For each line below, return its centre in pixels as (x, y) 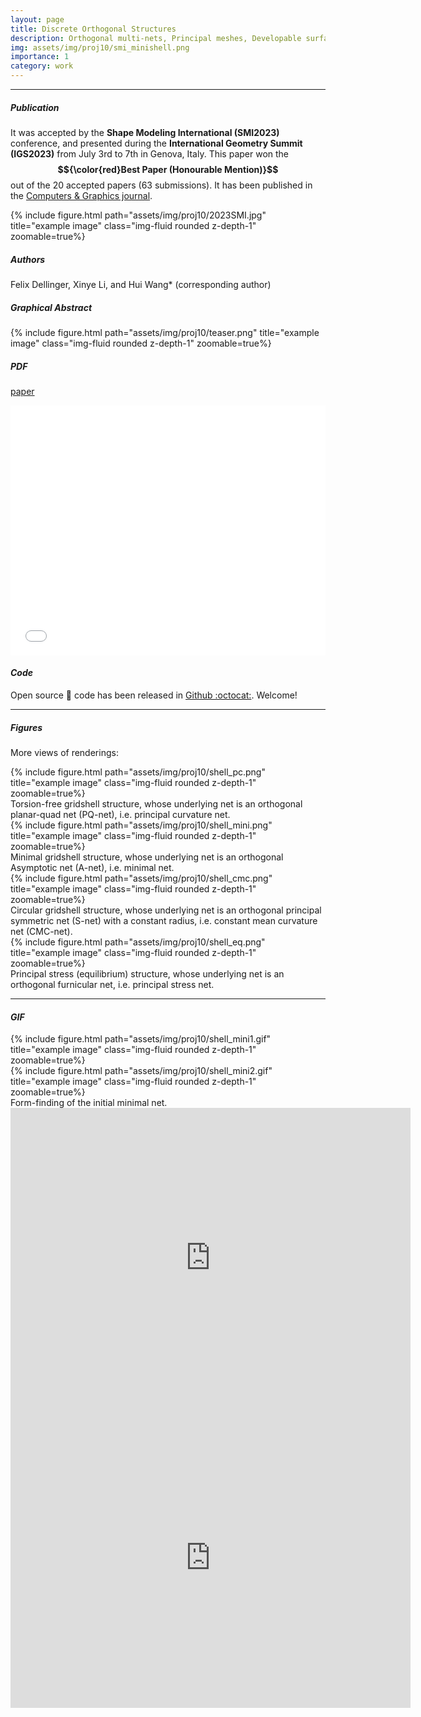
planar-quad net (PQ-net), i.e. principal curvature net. (120, 815)
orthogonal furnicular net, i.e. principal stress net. (112, 985)
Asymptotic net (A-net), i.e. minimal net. (92, 868)
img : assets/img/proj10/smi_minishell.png (100, 47)
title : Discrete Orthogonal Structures (93, 29)
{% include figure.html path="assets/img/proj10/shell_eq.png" (138, 942)
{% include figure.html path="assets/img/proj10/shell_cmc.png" (141, 878)
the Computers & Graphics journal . (81, 195)
